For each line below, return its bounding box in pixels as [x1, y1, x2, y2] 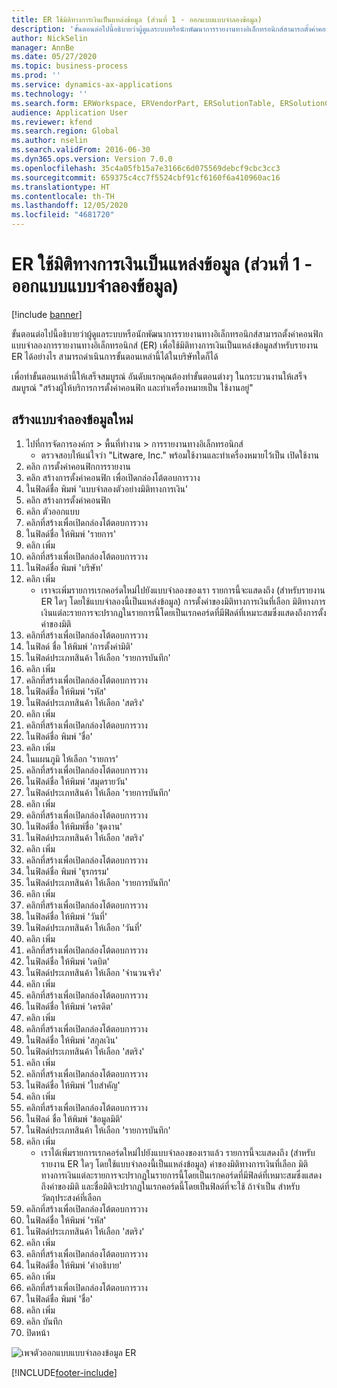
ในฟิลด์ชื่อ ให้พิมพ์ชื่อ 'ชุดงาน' [25, 820, 123, 832]
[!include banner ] [11, 308, 83, 320]
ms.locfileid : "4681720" [11, 210, 115, 220]
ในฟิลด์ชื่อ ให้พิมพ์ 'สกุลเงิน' [25, 1034, 119, 1046]
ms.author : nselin [11, 136, 88, 146]
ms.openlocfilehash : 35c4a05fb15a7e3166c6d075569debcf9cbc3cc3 [11, 163, 281, 173]
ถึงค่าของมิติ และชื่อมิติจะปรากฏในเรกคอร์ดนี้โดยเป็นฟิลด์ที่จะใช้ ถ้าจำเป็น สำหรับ [40, 1180, 301, 1192]
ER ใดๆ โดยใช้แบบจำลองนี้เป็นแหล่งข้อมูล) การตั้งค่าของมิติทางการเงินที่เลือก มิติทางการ [40, 595, 326, 607]
